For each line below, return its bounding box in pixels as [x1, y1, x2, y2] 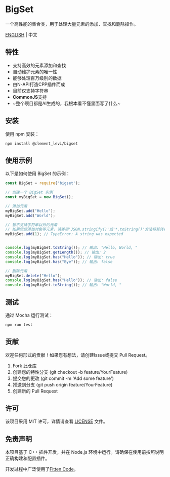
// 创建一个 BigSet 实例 [5, 190, 53, 195]
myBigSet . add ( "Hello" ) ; [5, 208, 56, 213]
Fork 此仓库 [12, 363, 37, 369]
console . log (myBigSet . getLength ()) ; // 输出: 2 [5, 250, 106, 255]
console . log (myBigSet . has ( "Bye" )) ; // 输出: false [5, 259, 113, 264]
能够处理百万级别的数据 [12, 75, 62, 81]
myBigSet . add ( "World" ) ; [5, 213, 56, 218]
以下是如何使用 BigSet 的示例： [5, 170, 70, 177]
